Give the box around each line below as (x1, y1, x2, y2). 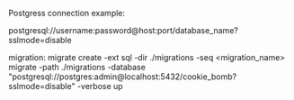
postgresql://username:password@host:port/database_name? (8, 25, 239, 35)
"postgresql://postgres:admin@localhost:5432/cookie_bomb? (8, 71, 237, 82)
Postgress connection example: (8, 8, 126, 18)
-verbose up (76, 81, 123, 91)
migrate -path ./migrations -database (8, 62, 146, 72)
